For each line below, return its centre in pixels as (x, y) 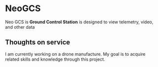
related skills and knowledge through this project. (55, 59)
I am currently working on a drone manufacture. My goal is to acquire (75, 54)
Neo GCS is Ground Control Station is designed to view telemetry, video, (79, 22)
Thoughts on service (38, 42)
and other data (20, 27)
